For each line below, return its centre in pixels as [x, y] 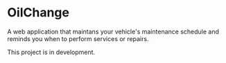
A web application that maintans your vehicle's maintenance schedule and [113, 32]
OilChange [38, 13]
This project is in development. [51, 52]
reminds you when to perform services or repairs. [78, 38]
